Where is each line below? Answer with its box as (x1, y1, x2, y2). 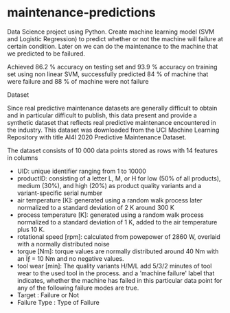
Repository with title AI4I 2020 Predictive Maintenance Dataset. (7, 132, 187, 141)
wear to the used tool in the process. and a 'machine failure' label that (16, 269, 215, 277)
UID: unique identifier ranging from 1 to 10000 (16, 167, 146, 175)
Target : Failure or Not (16, 290, 80, 299)
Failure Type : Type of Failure (16, 298, 100, 306)
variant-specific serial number (16, 189, 103, 197)
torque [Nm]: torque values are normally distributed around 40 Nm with (16, 247, 219, 255)
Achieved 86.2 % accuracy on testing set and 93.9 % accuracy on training (7, 62, 218, 71)
